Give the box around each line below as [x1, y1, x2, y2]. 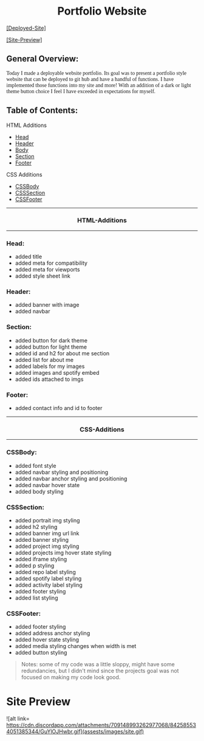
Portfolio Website [57, 4, 147, 18]
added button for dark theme [15, 336, 88, 344]
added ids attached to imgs [15, 375, 84, 383]
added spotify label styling [15, 575, 82, 582]
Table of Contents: [6, 105, 78, 116]
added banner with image [15, 301, 80, 309]
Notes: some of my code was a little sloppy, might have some [21, 661, 175, 668]
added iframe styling [15, 555, 67, 562]
